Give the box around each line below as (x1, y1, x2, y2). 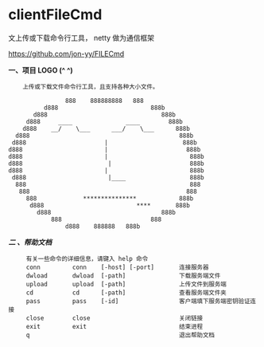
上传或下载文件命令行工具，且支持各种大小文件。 (22, 82, 159, 91)
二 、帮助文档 (8, 237, 52, 246)
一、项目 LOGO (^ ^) (8, 65, 73, 75)
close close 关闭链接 (25, 313, 204, 322)
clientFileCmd (8, 6, 103, 24)
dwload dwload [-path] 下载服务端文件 (25, 271, 221, 280)
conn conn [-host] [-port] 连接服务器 (25, 263, 209, 271)
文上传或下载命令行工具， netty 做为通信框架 (8, 33, 155, 42)
